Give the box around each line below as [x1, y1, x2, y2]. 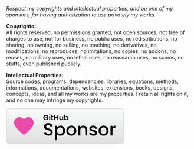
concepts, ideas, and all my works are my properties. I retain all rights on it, [6, 91, 189, 97]
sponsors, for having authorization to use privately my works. [6, 11, 156, 18]
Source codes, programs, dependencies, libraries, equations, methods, [6, 78, 179, 85]
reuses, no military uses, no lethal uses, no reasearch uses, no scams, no [6, 54, 184, 61]
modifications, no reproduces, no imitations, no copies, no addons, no [6, 48, 176, 55]
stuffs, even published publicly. [6, 60, 82, 67]
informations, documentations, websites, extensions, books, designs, [6, 84, 175, 91]
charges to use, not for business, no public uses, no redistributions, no [6, 35, 178, 42]
